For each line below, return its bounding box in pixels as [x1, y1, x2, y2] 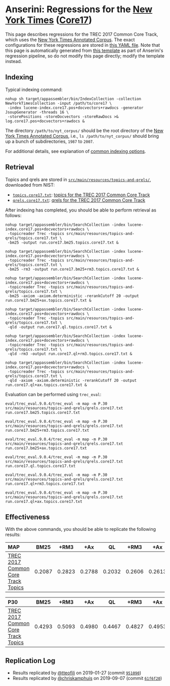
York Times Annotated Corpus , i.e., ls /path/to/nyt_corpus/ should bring [5, 133, 159, 139]
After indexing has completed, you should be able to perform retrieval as [5, 207, 157, 213]
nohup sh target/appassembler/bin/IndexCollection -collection [5, 96, 142, 101]
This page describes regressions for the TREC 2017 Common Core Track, [5, 31, 158, 37]
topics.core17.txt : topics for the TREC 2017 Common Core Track [12, 192, 150, 198]
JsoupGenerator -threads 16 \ [5, 109, 69, 115]
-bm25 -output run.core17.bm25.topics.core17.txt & [7, 240, 119, 245]
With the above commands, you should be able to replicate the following [5, 526, 156, 532]
